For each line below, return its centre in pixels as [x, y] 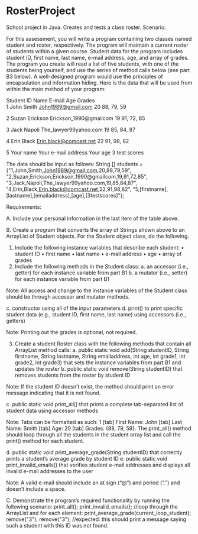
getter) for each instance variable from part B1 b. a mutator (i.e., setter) [101, 273]
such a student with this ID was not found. [57, 525]
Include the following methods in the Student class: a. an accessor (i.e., [102, 266]
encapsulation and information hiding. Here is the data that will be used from [99, 82]
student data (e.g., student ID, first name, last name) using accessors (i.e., [96, 314]
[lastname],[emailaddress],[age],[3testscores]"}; [65, 195]
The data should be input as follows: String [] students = [74, 164]
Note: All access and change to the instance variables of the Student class [97, 290]
